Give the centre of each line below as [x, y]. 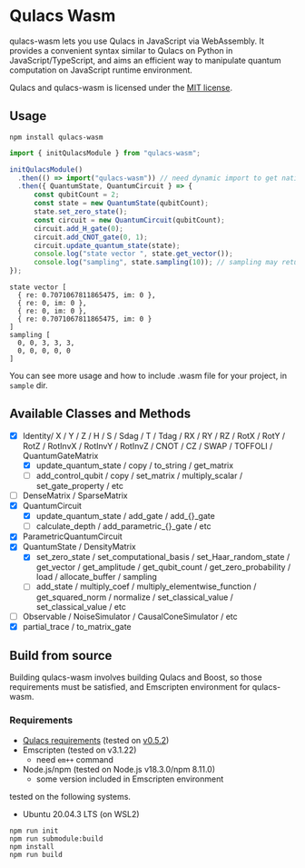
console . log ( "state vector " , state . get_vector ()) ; [133, 254]
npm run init [34, 831]
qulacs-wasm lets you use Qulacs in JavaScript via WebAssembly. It [137, 41]
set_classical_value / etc [81, 606]
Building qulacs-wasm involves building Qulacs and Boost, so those [136, 677]
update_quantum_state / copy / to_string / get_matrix [135, 465]
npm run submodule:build [56, 838]
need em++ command [74, 759]
